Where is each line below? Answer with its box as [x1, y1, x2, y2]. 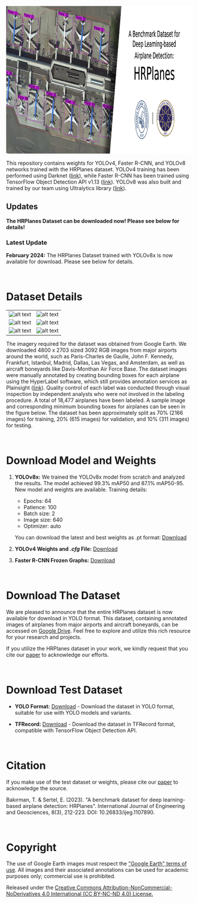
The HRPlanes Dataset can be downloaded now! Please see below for [6, 217, 180, 224]
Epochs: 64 [23, 497, 52, 504]
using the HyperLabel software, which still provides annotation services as [6, 378, 188, 385]
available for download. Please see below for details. [6, 258, 134, 265]
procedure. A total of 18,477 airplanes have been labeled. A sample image [6, 397, 186, 404]
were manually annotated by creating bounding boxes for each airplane [6, 371, 180, 378]
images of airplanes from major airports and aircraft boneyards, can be [6, 621, 179, 628]
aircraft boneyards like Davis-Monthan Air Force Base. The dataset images [6, 365, 187, 372]
